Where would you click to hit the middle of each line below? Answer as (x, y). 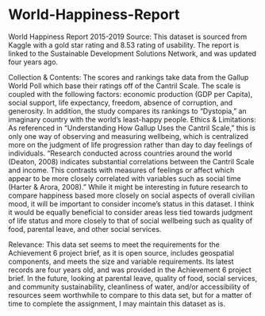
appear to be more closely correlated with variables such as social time (125, 178)
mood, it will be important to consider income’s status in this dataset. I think (131, 203)
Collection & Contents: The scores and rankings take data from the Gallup (129, 77)
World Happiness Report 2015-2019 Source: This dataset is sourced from (128, 37)
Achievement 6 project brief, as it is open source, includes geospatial (121, 252)
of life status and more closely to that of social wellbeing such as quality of (131, 221)
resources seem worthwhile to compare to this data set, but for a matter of (130, 295)
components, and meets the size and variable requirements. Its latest (121, 261)
